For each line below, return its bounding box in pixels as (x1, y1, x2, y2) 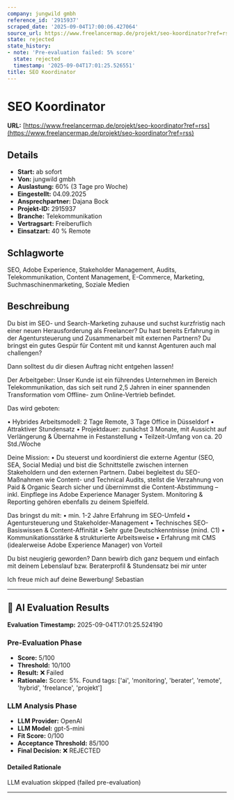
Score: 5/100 (17, 653, 55, 662)
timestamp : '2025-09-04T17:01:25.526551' (13, 62, 136, 69)
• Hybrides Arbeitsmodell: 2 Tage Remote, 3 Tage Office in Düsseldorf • (7, 417, 214, 426)
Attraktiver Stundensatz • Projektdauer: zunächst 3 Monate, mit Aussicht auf (7, 424, 227, 433)
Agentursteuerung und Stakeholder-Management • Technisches (7, 518, 192, 527)
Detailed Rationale (7, 762, 61, 771)
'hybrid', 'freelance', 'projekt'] (17, 684, 102, 692)
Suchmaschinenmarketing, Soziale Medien (7, 280, 130, 289)
